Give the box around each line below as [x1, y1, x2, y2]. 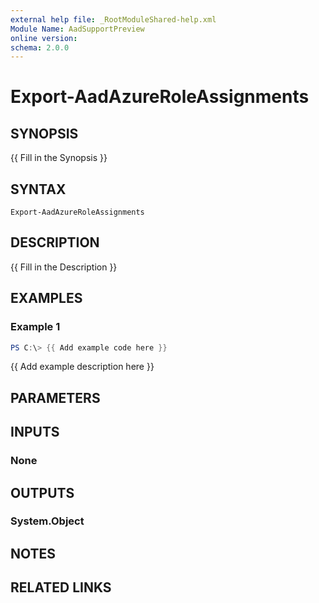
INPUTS [10, 424, 60, 441]
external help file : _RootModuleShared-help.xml [10, 14, 217, 25]
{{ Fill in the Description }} [10, 261, 118, 273]
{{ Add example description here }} [10, 361, 155, 373]
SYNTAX [10, 181, 67, 198]
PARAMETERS [10, 389, 101, 406]
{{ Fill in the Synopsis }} [10, 152, 108, 164]
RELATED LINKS [10, 579, 112, 596]
